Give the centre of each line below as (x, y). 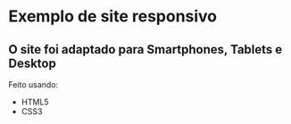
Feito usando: (33, 85)
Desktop (33, 63)
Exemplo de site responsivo (113, 17)
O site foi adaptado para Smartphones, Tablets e (145, 50)
